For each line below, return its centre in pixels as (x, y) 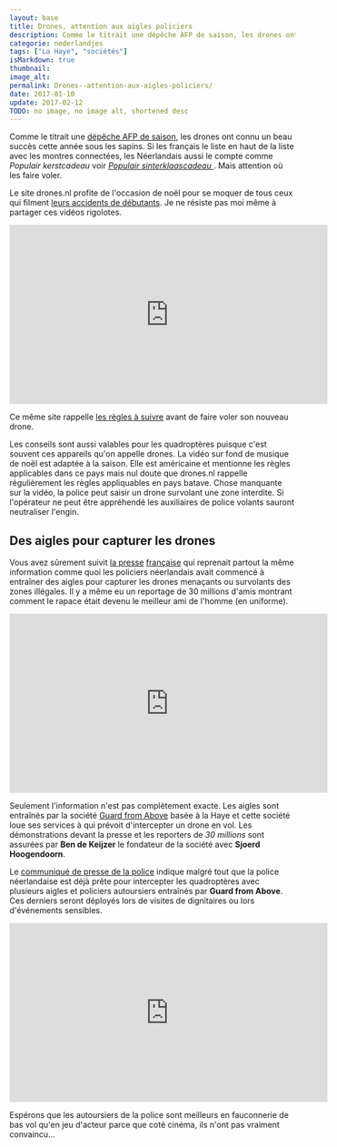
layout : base (34, 18)
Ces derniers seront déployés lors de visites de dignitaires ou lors (132, 900)
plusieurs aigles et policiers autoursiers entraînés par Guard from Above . (146, 891)
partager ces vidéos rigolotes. (66, 212)
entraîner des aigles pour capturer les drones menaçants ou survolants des (150, 582)
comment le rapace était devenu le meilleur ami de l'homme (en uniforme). (149, 601)
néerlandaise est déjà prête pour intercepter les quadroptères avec (135, 881)
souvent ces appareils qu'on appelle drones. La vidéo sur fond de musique (149, 454)
